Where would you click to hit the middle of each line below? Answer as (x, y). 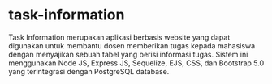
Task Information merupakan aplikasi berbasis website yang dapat (119, 37)
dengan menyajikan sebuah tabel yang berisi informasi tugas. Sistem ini (128, 54)
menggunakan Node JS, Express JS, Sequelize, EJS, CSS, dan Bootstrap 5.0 (136, 63)
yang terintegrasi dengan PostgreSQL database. (89, 71)
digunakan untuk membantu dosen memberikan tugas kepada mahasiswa (132, 45)
